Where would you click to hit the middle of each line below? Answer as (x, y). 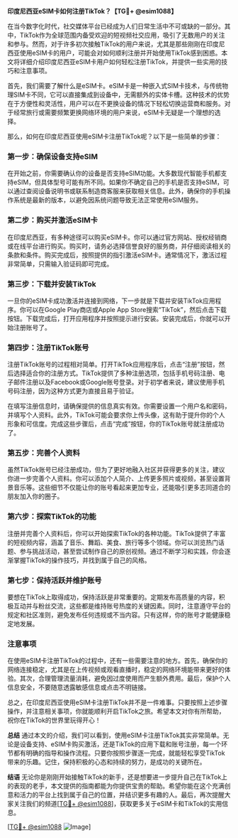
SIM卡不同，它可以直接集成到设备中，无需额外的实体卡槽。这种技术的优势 (121, 95)
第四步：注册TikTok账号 (48, 348)
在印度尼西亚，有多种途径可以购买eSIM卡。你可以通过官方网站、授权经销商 (117, 237)
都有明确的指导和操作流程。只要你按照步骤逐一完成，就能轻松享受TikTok (119, 753)
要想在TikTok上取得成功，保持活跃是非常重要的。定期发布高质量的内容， (113, 597)
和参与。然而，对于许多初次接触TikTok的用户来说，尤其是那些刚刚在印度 (113, 44)
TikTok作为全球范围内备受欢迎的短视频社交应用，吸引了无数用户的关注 (122, 35)
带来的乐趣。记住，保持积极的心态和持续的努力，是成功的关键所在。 (107, 762)
